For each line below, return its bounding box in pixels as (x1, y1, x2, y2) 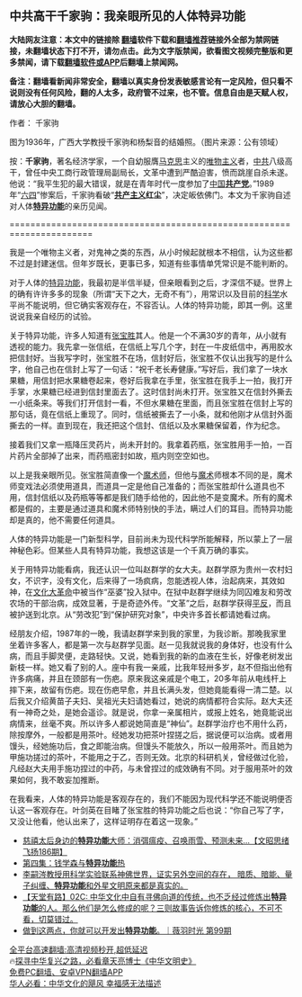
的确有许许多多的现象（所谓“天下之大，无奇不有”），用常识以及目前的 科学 (9, 288, 280, 299)
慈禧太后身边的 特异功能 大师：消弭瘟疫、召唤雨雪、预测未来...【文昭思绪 (22, 835, 289, 846)
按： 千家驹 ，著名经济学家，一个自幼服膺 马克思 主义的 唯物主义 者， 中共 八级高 (9, 156, 293, 166)
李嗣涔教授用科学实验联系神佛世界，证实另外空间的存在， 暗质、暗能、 (22, 868, 285, 879)
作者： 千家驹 (9, 117, 59, 128)
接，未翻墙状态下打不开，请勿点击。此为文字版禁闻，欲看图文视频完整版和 (9, 45, 285, 56)
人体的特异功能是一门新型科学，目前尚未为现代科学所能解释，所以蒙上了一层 (9, 534, 293, 544)
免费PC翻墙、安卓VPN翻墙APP (9, 966, 123, 977)
